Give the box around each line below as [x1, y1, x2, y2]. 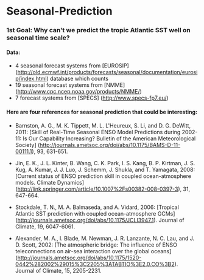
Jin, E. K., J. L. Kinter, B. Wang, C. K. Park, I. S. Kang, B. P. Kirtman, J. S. [15, 159, 195, 166]
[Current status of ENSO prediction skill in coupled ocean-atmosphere [15, 172, 192, 180]
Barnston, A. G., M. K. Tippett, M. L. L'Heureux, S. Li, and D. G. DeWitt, [15, 121, 191, 129]
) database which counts [46, 75, 108, 83]
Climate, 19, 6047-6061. [15, 223, 76, 230]
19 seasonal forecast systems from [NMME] [15, 81, 125, 89]
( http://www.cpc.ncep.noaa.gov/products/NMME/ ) [15, 88, 142, 95]
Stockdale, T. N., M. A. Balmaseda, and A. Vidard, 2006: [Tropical [15, 203, 180, 211]
